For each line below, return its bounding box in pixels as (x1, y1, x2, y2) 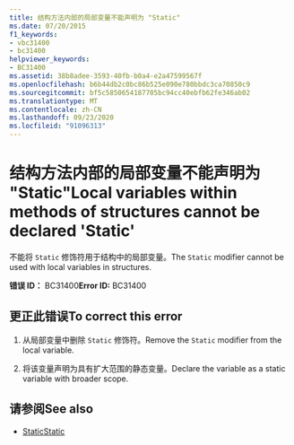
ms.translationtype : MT (9, 96, 99, 106)
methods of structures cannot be (9, 202, 260, 222)
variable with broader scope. (22, 373, 129, 384)
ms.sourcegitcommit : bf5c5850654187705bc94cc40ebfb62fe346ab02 (9, 88, 251, 97)
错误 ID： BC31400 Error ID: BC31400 (9, 280, 147, 291)
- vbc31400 (9, 38, 50, 48)
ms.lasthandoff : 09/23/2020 (9, 113, 115, 122)
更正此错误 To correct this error (9, 309, 183, 324)
